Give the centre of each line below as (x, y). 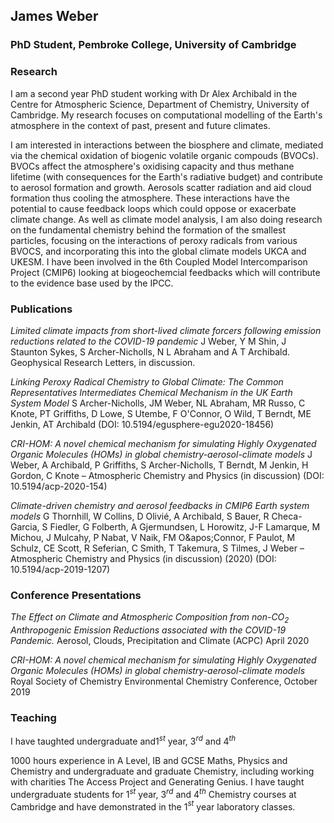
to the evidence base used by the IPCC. (92, 283)
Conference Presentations (76, 595)
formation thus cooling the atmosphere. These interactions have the (150, 198)
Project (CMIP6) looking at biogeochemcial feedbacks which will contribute (165, 272)
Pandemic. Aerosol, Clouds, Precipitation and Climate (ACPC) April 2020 (160, 640)
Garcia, (25, 526)
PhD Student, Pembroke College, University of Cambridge (153, 45)
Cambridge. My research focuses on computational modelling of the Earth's (166, 115)
